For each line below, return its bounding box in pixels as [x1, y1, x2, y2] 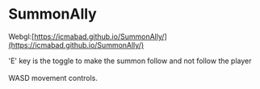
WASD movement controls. [8, 73, 99, 83]
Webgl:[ [8, 32, 35, 41]
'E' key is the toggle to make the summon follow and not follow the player [8, 56, 252, 66]
